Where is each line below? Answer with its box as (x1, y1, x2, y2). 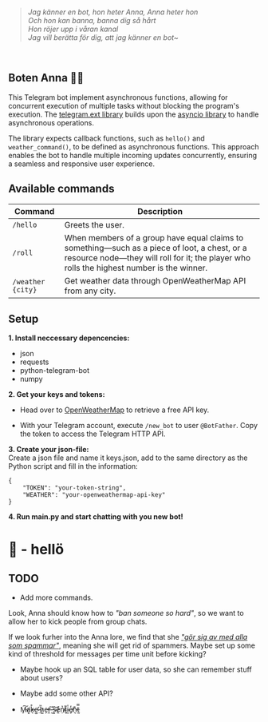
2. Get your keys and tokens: (8, 390, 105, 399)
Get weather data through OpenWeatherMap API (64, 275, 246, 286)
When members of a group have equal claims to (64, 232, 244, 243)
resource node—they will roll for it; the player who (64, 252, 251, 263)
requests (19, 357, 49, 367)
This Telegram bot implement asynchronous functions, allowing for (8, 92, 229, 102)
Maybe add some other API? (19, 688, 113, 698)
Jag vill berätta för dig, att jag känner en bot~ (27, 33, 179, 42)
